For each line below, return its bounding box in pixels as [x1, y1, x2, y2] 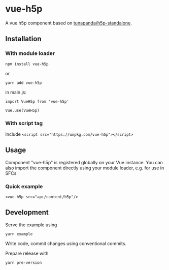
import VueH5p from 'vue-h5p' [5, 99, 70, 104]
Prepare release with [5, 250, 49, 256]
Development [5, 208, 49, 217]
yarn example [5, 231, 33, 236]
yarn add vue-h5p [5, 80, 42, 85]
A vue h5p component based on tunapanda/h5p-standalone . [5, 20, 132, 26]
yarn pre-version [5, 260, 42, 265]
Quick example [5, 183, 43, 190]
